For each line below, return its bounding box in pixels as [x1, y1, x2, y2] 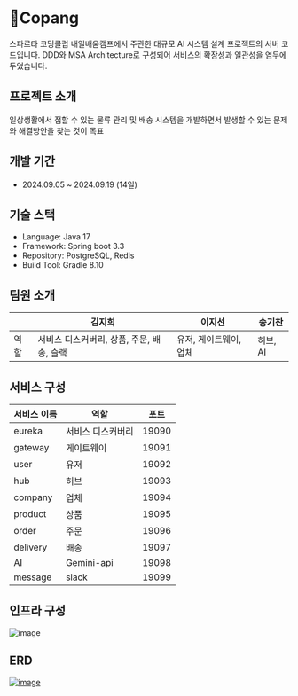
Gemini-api [65, 557, 114, 568]
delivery [13, 541, 48, 553]
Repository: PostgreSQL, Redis [21, 250, 135, 261]
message [13, 571, 52, 583]
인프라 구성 [9, 603, 67, 619]
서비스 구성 [9, 379, 67, 395]
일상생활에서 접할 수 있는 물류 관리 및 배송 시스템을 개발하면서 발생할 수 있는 [9, 114, 272, 125]
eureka [13, 425, 43, 437]
